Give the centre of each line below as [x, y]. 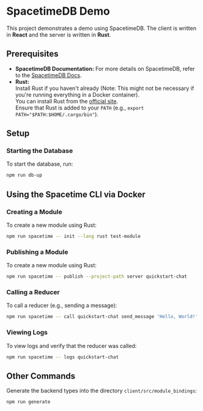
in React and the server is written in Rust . [59, 34]
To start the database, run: [40, 164]
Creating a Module [34, 212]
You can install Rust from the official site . [66, 101]
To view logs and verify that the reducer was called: [72, 346]
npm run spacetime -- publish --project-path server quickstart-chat [97, 276]
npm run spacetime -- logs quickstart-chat [63, 357]
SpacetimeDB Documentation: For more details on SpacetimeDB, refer [105, 68]
